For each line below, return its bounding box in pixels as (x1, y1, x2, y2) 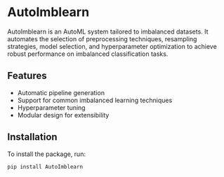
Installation (7, 131, 58, 143)
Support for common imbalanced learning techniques (17, 96, 173, 104)
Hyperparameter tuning (17, 103, 86, 112)
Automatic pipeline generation (17, 88, 105, 97)
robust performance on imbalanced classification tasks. (7, 50, 169, 58)
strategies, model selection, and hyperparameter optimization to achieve (7, 42, 218, 50)
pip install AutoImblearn (7, 163, 83, 170)
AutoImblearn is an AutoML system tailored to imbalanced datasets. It (7, 27, 209, 36)
